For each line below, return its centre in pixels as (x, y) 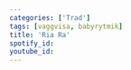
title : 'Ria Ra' (40, 35)
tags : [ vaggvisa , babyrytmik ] (66, 26)
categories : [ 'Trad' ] (50, 18)
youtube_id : (32, 52)
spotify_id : (32, 43)
